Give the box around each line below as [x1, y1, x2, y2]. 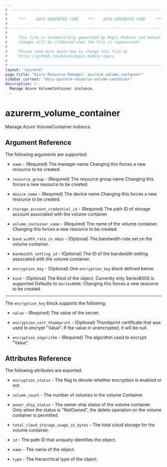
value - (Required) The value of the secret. [12, 310, 100, 316]
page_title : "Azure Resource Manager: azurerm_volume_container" [5, 72, 143, 77]
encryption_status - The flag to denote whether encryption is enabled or [12, 377, 162, 383]
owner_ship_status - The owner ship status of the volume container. [12, 402, 152, 408]
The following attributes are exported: [5, 367, 83, 373]
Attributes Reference [5, 354, 72, 362]
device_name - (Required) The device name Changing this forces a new [12, 191, 157, 197]
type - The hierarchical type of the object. [12, 456, 98, 462]
